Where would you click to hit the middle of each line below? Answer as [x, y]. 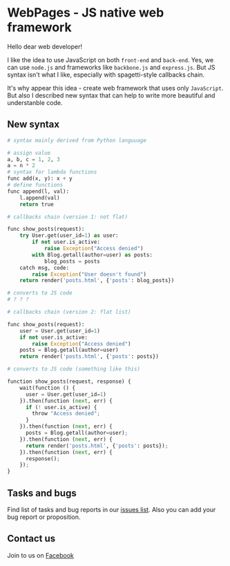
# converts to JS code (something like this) [74, 369]
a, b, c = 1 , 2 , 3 [33, 159]
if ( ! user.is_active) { [61, 407]
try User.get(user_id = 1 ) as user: [69, 236]
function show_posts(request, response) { [69, 381]
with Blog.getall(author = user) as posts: [93, 255]
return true [37, 204]
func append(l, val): [38, 191]
